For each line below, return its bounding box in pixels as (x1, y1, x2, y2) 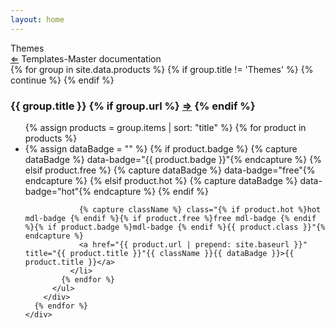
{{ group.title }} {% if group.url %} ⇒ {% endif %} (10, 99, 256, 113)
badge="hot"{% (24, 185, 92, 197)
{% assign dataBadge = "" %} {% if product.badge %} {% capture (24, 142, 298, 155)
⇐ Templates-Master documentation (10, 52, 162, 65)
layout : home (10, 14, 65, 25)
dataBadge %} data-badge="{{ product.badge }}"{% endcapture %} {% (24, 153, 322, 165)
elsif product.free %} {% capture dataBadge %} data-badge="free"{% (24, 164, 316, 176)
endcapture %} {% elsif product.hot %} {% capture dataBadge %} (24, 174, 298, 186)
